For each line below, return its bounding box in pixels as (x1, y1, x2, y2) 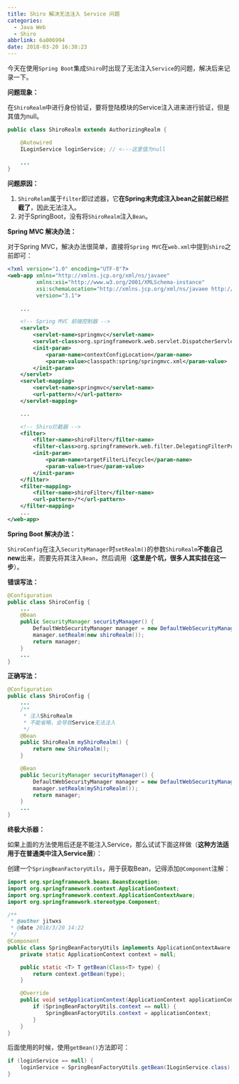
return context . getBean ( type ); (33, 970, 126, 977)
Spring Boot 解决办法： (7, 530, 76, 538)
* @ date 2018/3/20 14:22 (10, 925, 84, 932)
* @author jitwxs (10, 917, 62, 925)
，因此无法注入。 (30, 204, 80, 212)
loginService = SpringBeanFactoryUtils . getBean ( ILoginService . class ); (20, 1064, 234, 1071)
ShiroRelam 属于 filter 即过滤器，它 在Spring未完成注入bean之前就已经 (17, 194, 223, 203)
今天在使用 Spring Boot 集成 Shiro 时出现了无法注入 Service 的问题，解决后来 (7, 64, 224, 72)
